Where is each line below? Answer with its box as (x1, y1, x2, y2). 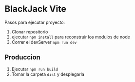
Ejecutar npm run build (11, 66, 58, 72)
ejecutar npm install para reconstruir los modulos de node (11, 34, 130, 40)
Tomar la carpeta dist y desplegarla (11, 71, 85, 77)
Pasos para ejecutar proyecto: (4, 19, 65, 25)
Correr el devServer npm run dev (11, 39, 77, 45)
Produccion (4, 53, 41, 62)
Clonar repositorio (11, 29, 48, 34)
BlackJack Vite (4, 3, 67, 15)
